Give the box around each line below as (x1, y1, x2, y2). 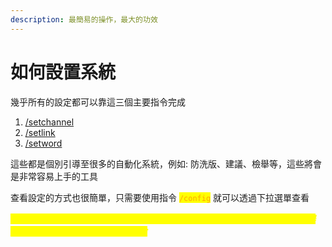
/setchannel (24, 116, 75, 128)
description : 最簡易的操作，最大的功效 (10, 14, 158, 25)
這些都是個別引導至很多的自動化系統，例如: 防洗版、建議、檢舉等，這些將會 (10, 157, 322, 170)
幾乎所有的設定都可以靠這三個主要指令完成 (10, 96, 186, 108)
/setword (24, 137, 63, 149)
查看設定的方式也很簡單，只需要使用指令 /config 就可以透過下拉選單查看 (10, 191, 310, 203)
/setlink (24, 126, 56, 138)
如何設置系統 (10, 61, 117, 83)
